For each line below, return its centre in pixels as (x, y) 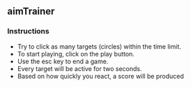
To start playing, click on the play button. (76, 54)
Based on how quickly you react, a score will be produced (100, 76)
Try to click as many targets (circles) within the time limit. (99, 46)
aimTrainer (31, 11)
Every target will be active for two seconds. (79, 68)
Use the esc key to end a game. (63, 61)
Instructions (29, 31)
